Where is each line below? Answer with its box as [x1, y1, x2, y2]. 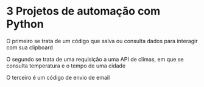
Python [6, 17, 44, 31]
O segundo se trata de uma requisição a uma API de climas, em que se [6, 55, 184, 63]
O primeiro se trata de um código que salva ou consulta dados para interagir [6, 37, 198, 44]
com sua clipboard [6, 44, 53, 51]
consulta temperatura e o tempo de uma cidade [6, 62, 126, 69]
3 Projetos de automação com [6, 4, 161, 18]
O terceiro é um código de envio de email [6, 74, 110, 81]
